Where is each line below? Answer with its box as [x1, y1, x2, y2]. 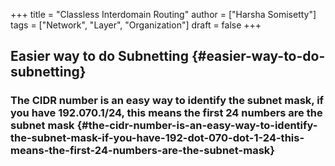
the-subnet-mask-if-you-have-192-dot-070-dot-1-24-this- [10, 131, 305, 145]
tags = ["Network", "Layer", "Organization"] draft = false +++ [10, 19, 262, 31]
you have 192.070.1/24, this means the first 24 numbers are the [10, 106, 323, 120]
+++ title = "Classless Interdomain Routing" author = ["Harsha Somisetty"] [10, 9, 317, 20]
